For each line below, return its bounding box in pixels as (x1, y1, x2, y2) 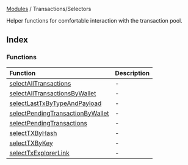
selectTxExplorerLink (9, 148, 70, 157)
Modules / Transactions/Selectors (6, 5, 92, 12)
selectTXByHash (9, 128, 57, 137)
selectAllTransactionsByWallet (9, 89, 96, 97)
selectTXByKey (9, 139, 53, 147)
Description (115, 68, 150, 77)
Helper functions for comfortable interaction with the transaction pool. (6, 17, 183, 24)
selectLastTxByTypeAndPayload (9, 99, 102, 108)
